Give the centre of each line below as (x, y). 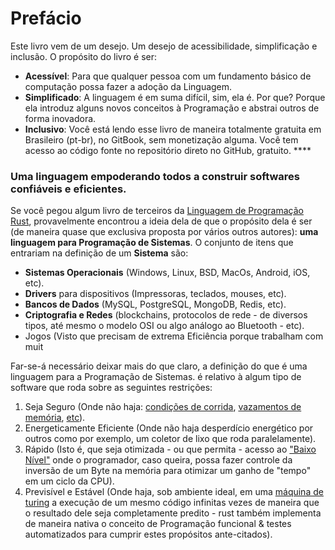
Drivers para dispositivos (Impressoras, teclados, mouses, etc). (155, 294)
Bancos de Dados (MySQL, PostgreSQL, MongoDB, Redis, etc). (155, 304)
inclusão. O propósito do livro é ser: (83, 56)
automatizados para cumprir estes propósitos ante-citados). (148, 534)
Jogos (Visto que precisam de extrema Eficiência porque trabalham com (174, 336)
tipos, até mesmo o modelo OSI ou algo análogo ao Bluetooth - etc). (164, 326)
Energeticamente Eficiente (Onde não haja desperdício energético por (169, 428)
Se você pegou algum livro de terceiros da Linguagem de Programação (157, 211)
